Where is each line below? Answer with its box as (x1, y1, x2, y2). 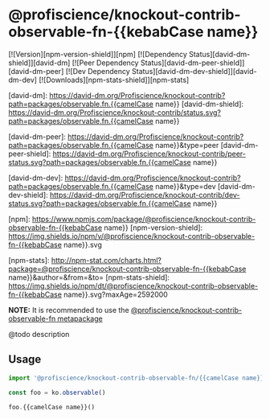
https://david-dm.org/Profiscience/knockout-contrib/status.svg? (8, 107, 222, 117)
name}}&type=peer (155, 140, 219, 150)
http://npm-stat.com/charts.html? (51, 255, 162, 265)
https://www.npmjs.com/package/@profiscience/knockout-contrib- (31, 214, 256, 224)
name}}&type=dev (155, 181, 216, 191)
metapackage (57, 314, 103, 323)
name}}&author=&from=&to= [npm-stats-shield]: (8, 272, 170, 282)
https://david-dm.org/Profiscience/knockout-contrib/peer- (52, 149, 247, 158)
